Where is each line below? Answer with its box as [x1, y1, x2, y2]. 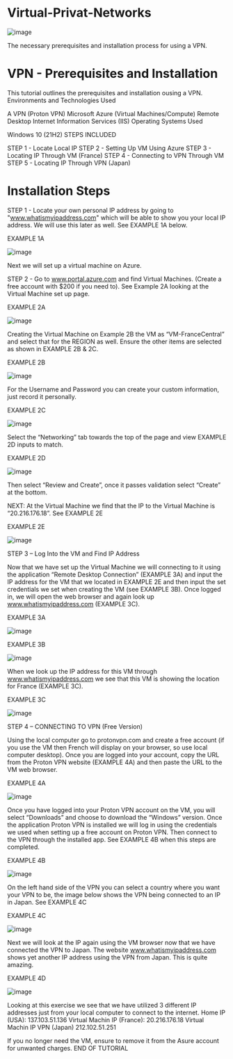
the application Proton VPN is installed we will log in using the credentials [7, 820, 217, 829]
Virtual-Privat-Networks [7, 5, 152, 21]
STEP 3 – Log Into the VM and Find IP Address [7, 549, 140, 558]
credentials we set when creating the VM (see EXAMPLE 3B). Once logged [7, 585, 221, 593]
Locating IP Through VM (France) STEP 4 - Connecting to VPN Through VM [7, 151, 225, 159]
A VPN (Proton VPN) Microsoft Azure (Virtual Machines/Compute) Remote [7, 109, 219, 118]
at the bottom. [7, 488, 48, 496]
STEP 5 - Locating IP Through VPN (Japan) [7, 159, 131, 167]
